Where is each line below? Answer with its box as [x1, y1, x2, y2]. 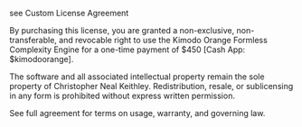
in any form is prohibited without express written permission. [9, 90, 235, 101]
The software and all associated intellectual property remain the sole [9, 71, 265, 82]
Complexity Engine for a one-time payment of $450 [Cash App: [9, 44, 246, 55]
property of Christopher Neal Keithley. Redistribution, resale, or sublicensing [9, 81, 294, 91]
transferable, [9, 35, 57, 45]
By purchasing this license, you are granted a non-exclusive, [9, 25, 235, 35]
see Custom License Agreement [9, 8, 129, 18]
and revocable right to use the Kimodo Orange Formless [58, 35, 269, 45]
